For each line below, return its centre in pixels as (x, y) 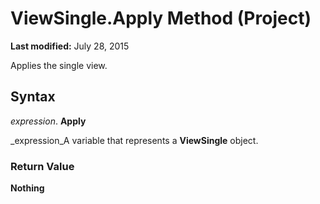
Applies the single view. (59, 65)
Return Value (42, 166)
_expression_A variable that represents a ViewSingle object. (134, 140)
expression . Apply (48, 121)
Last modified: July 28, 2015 (70, 46)
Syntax (33, 97)
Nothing (27, 188)
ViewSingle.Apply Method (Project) (161, 18)
